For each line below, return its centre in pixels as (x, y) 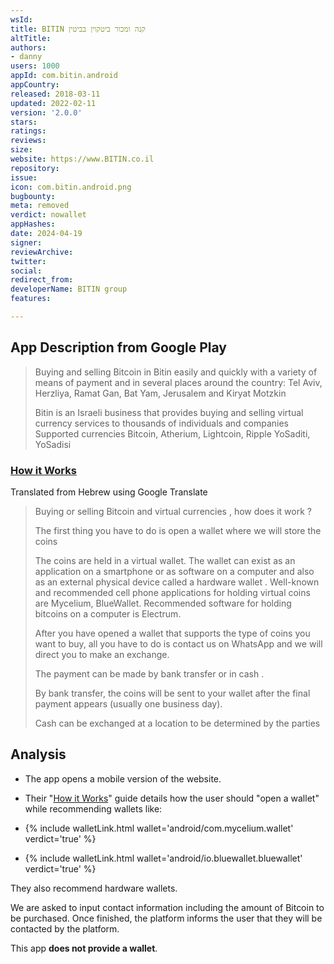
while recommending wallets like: (93, 808)
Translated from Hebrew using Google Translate (109, 492)
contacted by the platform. (65, 928)
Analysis (38, 754)
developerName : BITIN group (69, 289)
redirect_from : (42, 280)
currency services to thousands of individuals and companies (161, 423)
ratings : (28, 131)
